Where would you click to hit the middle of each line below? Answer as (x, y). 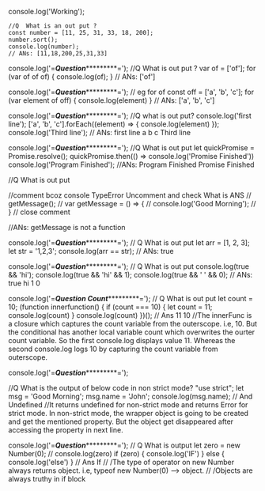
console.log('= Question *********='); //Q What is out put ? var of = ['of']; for (132, 68)
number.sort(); (33, 40)
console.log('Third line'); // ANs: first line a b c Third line (100, 132)
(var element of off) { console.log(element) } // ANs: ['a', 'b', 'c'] (112, 100)
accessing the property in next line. (66, 430)
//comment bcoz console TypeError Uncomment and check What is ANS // (130, 195)
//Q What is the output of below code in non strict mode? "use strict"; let (126, 388)
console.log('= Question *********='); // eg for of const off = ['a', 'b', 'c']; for (131, 92)
